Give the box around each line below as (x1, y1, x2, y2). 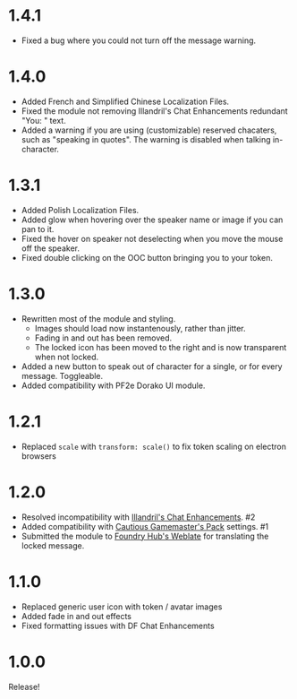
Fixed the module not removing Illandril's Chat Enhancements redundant (21, 105, 288, 116)
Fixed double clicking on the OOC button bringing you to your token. (21, 252, 274, 263)
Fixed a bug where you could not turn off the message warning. (21, 35, 257, 46)
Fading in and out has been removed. (34, 332, 173, 343)
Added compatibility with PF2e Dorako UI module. (21, 380, 206, 391)
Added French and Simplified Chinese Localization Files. (21, 96, 230, 107)
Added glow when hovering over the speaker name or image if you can (21, 214, 284, 225)
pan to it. (21, 223, 55, 234)
